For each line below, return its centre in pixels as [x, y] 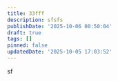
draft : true [24, 33]
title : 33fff [26, 13]
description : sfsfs [35, 20]
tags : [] [20, 39]
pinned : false [28, 45]
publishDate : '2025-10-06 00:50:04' [60, 26]
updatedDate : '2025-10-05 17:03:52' [60, 52]
